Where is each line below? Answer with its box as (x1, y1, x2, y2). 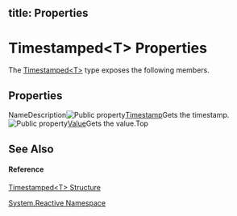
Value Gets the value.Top (67, 118, 149, 128)
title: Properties (8, 6, 89, 20)
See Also (8, 142, 54, 156)
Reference (8, 164, 44, 174)
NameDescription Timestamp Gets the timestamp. (8, 110, 230, 120)
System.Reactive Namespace (8, 197, 106, 208)
